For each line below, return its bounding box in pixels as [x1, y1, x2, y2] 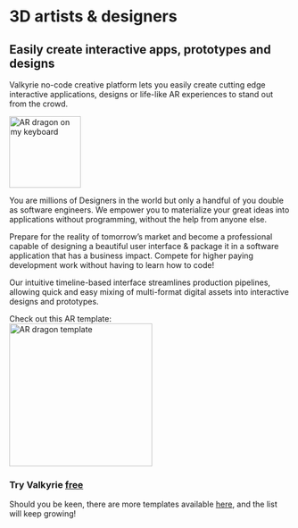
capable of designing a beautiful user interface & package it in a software [9, 241, 279, 251]
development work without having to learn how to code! [9, 260, 215, 270]
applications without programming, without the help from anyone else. [9, 214, 268, 224]
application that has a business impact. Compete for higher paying [9, 250, 254, 261]
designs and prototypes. [9, 297, 100, 306]
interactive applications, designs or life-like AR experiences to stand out [9, 89, 274, 99]
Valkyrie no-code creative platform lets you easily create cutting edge [9, 80, 266, 90]
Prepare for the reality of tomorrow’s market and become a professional [9, 231, 273, 242]
